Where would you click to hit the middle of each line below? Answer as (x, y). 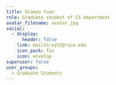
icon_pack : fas (36, 51)
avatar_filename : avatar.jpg (42, 23)
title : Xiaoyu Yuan (30, 12)
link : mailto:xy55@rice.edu (51, 45)
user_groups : (22, 67)
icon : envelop (34, 56)
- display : (25, 34)
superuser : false (28, 62)
